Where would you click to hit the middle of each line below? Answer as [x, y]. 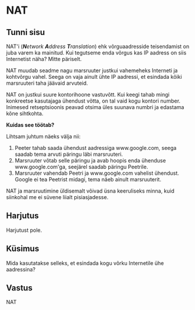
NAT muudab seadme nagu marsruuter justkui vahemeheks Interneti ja [92, 71]
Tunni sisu [26, 32]
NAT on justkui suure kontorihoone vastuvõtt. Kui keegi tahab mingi [88, 95]
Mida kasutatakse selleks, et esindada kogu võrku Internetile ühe [85, 263]
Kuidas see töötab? [30, 125]
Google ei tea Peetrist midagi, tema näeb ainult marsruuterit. [88, 179]
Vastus [19, 288]
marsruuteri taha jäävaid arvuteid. [47, 83]
